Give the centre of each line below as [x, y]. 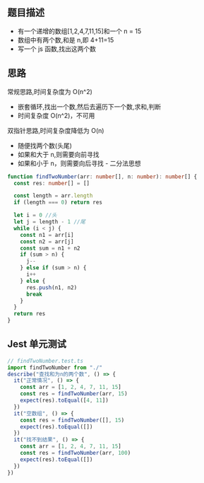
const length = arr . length [53, 196]
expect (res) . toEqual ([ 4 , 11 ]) [65, 401]
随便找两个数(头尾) [45, 145]
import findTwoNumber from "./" [55, 367]
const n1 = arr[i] [47, 235]
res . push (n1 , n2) [52, 287]
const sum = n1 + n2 [50, 248]
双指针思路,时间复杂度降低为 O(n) [56, 130]
